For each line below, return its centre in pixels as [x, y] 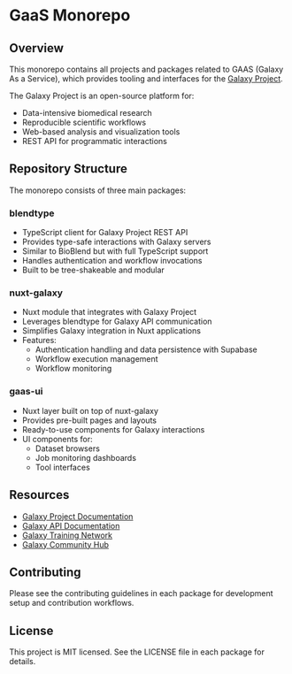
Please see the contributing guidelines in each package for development [141, 594]
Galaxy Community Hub [65, 544]
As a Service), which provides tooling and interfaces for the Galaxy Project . [146, 79]
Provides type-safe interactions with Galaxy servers [116, 242]
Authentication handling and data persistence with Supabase [146, 349]
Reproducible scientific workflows [84, 122]
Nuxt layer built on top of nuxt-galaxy [90, 410]
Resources [39, 495]
